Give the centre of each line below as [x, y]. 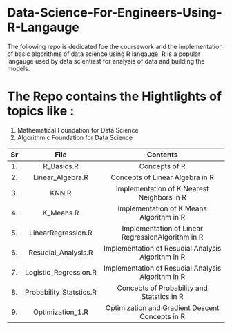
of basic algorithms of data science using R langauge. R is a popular [104, 54]
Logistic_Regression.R [61, 272]
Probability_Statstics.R [61, 292]
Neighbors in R [162, 197]
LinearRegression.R [61, 233]
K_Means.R [61, 213]
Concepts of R [162, 166]
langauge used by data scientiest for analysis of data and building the [106, 61]
